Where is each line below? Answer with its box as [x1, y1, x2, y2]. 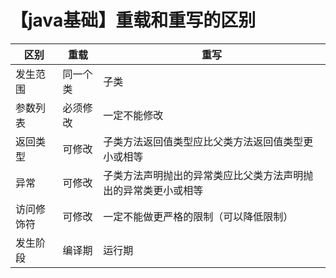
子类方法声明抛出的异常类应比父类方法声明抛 [103, 168, 314, 182]
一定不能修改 [103, 108, 164, 122]
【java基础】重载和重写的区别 [10, 9, 257, 32]
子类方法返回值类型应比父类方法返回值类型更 [103, 134, 314, 148]
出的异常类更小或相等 [103, 183, 204, 197]
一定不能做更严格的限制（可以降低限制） [103, 209, 294, 223]
